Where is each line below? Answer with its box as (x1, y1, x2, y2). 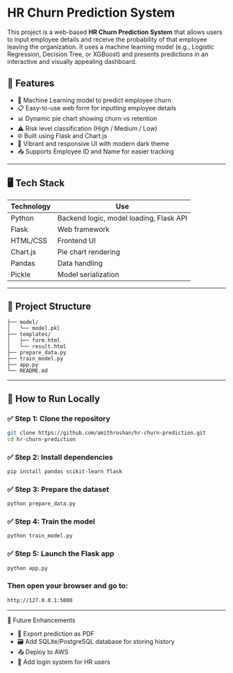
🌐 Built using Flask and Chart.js (17, 131, 107, 140)
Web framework (58, 224, 110, 234)
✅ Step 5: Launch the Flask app (7, 549, 114, 558)
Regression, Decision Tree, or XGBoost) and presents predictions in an (7, 50, 209, 58)
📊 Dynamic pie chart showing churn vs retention (17, 114, 157, 122)
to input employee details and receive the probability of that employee (7, 35, 207, 43)
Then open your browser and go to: (7, 581, 128, 591)
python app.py (7, 565, 49, 572)
